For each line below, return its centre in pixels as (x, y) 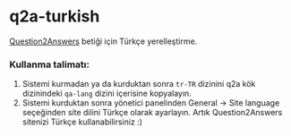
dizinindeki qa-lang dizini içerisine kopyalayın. (107, 93)
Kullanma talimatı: (50, 64)
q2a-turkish (55, 17)
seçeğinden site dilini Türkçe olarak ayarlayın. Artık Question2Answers (152, 113)
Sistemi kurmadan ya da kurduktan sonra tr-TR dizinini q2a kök (139, 84)
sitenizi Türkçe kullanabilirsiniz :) (82, 122)
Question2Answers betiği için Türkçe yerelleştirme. (103, 41)
